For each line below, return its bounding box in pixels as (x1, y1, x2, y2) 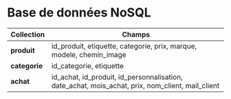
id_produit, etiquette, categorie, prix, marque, (51, 41, 197, 51)
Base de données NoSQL (7, 5, 151, 21)
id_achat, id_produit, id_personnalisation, (51, 72, 184, 82)
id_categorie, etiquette (51, 60, 124, 70)
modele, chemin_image (51, 49, 126, 59)
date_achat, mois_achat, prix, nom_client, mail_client (51, 80, 220, 90)
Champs (122, 30, 150, 39)
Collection (10, 30, 45, 39)
